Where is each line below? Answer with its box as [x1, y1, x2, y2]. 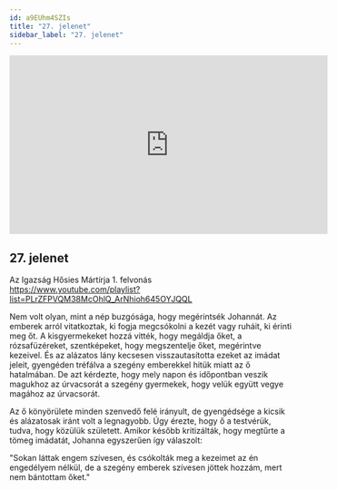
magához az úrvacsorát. [9, 388, 101, 399]
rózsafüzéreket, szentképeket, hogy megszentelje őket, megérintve [9, 340, 262, 351]
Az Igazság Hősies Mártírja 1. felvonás [9, 274, 153, 286]
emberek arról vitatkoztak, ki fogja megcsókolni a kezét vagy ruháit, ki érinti [9, 321, 292, 332]
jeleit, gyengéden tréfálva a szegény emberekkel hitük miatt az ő [9, 359, 252, 370]
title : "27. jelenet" [9, 22, 92, 31]
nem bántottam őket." [9, 472, 91, 483]
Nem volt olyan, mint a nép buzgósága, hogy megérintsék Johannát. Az [9, 311, 277, 322]
